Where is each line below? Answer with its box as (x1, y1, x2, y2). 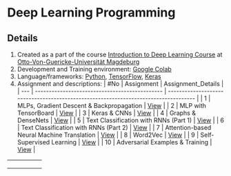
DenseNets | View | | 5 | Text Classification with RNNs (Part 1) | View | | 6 (17, 116, 224, 124)
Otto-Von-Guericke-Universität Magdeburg (17, 58, 140, 66)
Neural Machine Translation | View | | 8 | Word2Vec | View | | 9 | (17, 131, 199, 139)
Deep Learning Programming (7, 5, 176, 21)
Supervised (17, 138, 50, 146)
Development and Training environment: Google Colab (17, 65, 172, 73)
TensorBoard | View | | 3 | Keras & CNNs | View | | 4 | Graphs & (17, 109, 197, 117)
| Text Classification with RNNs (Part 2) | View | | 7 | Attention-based (17, 124, 212, 131)
